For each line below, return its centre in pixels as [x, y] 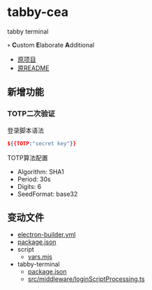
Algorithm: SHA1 [40, 171]
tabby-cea [38, 12]
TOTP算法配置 [28, 158]
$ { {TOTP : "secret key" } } [42, 144]
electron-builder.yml [46, 235]
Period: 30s [34, 179]
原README [33, 68]
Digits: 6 [29, 186]
